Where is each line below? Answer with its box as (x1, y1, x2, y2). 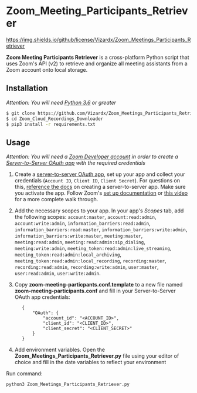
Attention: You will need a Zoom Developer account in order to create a (6, 153, 179, 160)
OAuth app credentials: (14, 294, 70, 301)
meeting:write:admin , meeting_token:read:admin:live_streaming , (14, 245, 172, 252)
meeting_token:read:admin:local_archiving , (14, 251, 122, 258)
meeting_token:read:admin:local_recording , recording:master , (14, 257, 167, 264)
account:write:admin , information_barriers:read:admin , (14, 219, 151, 227)
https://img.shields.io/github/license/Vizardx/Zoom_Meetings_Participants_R (6, 36, 191, 43)
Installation (6, 84, 48, 94)
